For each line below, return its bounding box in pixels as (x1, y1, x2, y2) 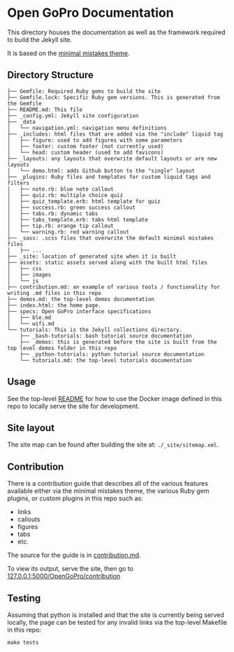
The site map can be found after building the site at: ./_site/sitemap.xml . (7, 440, 219, 449)
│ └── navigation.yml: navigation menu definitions (7, 124, 168, 131)
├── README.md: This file (7, 106, 82, 113)
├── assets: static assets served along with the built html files (7, 259, 208, 266)
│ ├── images (7, 271, 52, 278)
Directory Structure (7, 69, 94, 81)
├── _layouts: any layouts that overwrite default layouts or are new (7, 155, 217, 162)
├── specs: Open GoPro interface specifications (7, 307, 152, 315)
